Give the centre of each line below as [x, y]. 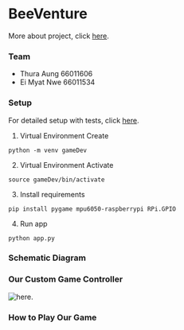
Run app [33, 223]
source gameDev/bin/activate [57, 180]
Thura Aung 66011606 [56, 74]
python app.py [32, 238]
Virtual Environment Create [64, 135]
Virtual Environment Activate [67, 165]
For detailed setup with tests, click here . [74, 120]
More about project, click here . [59, 36]
